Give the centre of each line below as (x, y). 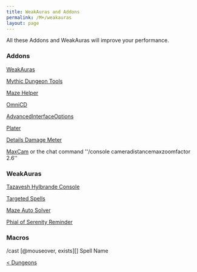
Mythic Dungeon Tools (35, 81)
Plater (14, 128)
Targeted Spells (26, 198)
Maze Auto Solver (28, 210)
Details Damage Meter (34, 139)
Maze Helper (22, 93)
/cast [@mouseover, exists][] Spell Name (57, 251)
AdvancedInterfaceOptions (40, 116)
